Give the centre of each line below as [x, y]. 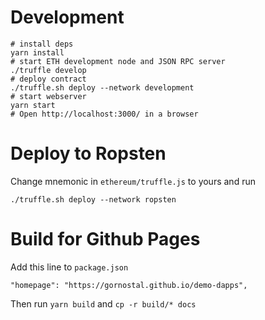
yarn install [37, 52]
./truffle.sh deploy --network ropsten [93, 199]
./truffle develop [48, 70]
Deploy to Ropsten [88, 153]
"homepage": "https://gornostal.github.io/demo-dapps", [129, 285]
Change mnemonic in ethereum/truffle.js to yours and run [133, 181]
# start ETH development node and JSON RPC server [118, 61]
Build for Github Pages [105, 239]
